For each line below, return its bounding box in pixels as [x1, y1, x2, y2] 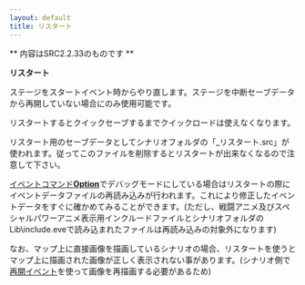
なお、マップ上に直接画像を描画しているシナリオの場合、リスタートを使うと [9, 242, 297, 254]
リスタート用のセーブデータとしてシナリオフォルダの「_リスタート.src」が [9, 136, 290, 147]
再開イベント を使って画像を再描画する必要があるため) [9, 265, 212, 277]
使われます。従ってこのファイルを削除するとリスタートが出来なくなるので [9, 147, 288, 159]
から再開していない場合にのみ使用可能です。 [9, 97, 177, 109]
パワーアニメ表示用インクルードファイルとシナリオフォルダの [33, 212, 264, 223]
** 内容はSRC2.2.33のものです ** [9, 47, 135, 59]
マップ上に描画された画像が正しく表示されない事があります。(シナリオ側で [9, 254, 291, 265]
